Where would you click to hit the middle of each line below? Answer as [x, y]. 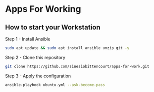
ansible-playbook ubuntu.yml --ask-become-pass [55, 85]
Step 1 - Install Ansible [28, 39]
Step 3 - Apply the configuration [38, 76]
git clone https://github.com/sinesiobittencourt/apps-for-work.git [77, 66]
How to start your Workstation [53, 27]
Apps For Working [43, 9]
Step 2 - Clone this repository [35, 57]
